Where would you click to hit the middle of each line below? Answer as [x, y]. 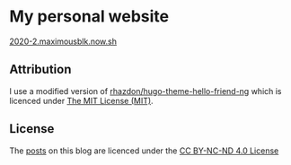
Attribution [40, 69]
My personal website [89, 17]
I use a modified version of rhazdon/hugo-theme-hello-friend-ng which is [145, 91]
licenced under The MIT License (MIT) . [82, 100]
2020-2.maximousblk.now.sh [63, 41]
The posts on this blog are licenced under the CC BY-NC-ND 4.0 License [144, 151]
